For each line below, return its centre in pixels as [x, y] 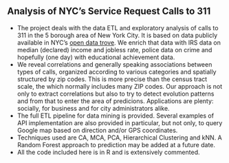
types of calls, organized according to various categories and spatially [117, 72]
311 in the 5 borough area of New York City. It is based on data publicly [117, 35]
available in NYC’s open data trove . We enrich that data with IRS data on [119, 42]
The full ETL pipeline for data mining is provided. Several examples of [116, 116]
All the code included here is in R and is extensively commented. [108, 152]
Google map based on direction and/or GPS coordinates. [97, 130]
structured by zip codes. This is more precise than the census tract [112, 79]
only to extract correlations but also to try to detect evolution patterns [116, 94]
